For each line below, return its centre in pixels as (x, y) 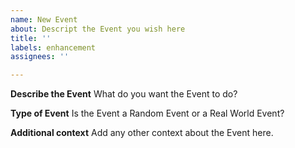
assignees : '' (40, 57)
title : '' (31, 38)
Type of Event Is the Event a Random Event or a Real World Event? (147, 113)
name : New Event (44, 19)
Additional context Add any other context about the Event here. (142, 133)
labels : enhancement (53, 47)
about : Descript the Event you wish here (98, 29)
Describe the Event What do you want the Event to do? (124, 94)
